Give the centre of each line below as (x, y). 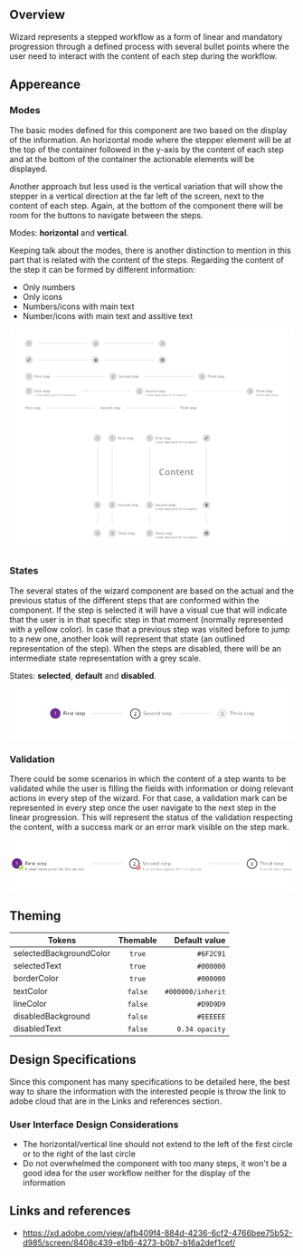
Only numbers (49, 287)
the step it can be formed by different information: (103, 269)
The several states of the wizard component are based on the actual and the (151, 590)
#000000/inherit (195, 991)
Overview (38, 15)
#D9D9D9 (212, 1004)
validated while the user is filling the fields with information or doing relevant (151, 788)
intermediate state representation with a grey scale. (105, 658)
